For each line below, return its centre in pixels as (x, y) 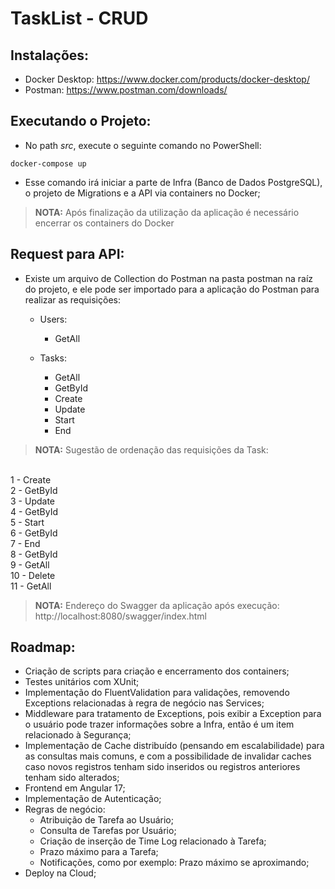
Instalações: (50, 55)
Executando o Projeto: (81, 121)
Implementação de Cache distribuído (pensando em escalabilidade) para (174, 746)
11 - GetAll (31, 586)
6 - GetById (34, 533)
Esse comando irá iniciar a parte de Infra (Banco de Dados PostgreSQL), (173, 182)
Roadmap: (43, 647)
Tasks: (53, 358)
